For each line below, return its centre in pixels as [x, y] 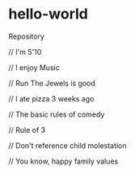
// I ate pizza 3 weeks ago [51, 98]
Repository [26, 36]
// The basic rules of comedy [57, 114]
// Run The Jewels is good [52, 83]
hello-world [49, 14]
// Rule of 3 [27, 130]
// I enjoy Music [34, 67]
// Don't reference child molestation [67, 145]
